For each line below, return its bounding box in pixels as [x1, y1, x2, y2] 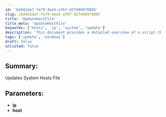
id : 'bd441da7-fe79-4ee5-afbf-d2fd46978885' [5, 7, 98, 12]
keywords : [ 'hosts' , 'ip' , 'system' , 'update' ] [5, 26, 105, 30]
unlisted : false [5, 44, 39, 49]
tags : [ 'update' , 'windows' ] [5, 35, 65, 40]
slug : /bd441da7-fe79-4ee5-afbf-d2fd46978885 [5, 12, 100, 17]
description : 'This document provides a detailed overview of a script [5, 30, 156, 35]
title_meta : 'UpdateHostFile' [5, 21, 68, 26]
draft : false [5, 39, 32, 44]
